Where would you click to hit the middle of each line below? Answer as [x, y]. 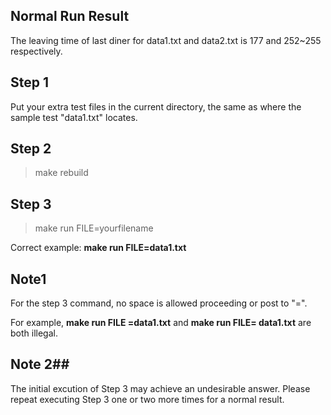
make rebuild [61, 173]
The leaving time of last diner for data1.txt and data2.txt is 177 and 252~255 [166, 40]
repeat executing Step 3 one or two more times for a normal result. [147, 399]
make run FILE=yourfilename [94, 228]
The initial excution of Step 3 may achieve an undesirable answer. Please [160, 388]
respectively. [36, 51]
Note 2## [40, 364]
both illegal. [34, 333]
